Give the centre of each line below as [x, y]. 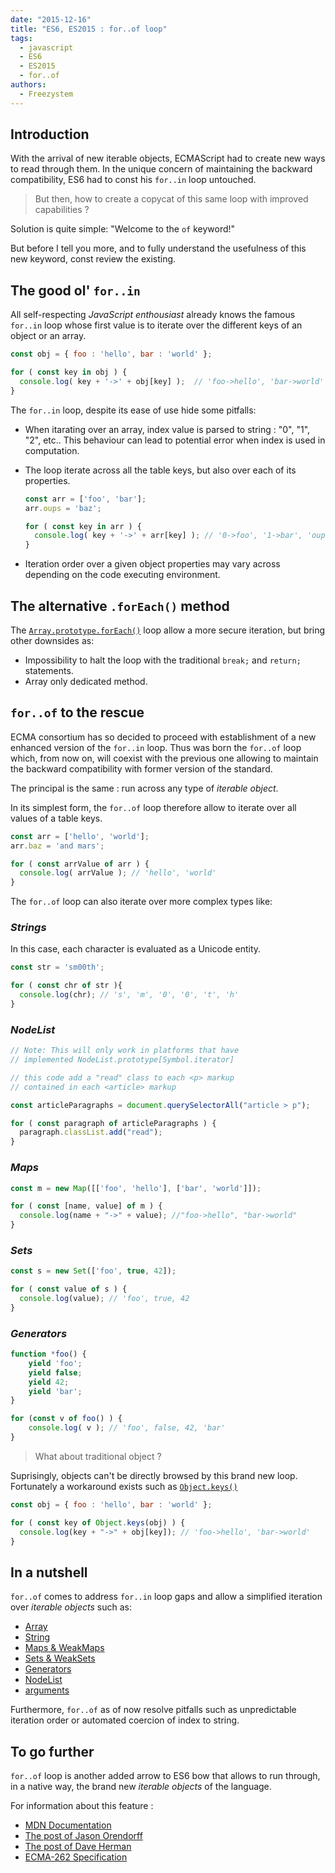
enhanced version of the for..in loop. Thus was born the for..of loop [156, 747]
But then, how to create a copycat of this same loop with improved [171, 199]
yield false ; [55, 1372]
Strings [28, 928]
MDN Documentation [68, 1825]
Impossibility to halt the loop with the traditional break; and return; [163, 660]
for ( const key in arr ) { [83, 526]
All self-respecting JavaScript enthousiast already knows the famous [153, 315]
